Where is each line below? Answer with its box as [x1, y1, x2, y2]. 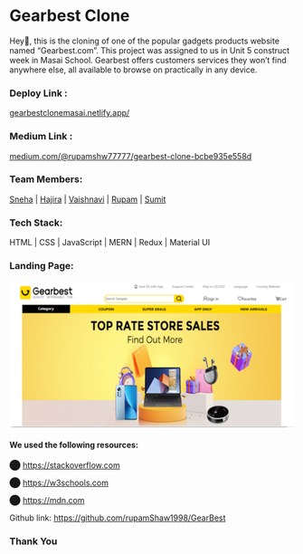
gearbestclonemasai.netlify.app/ [9, 108, 130, 119]
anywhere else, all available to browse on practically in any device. [9, 64, 258, 75]
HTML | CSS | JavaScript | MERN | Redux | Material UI [9, 237, 211, 248]
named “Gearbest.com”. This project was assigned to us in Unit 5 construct [9, 44, 290, 55]
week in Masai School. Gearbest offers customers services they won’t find [9, 54, 287, 65]
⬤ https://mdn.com [9, 495, 85, 505]
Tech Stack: [9, 216, 63, 229]
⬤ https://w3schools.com [9, 477, 109, 488]
